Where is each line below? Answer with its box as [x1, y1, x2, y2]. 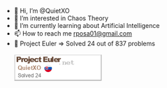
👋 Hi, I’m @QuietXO [13, 7, 70, 15]
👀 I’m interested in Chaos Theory [13, 14, 109, 22]
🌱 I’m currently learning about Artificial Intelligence [13, 22, 160, 29]
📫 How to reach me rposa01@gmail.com [13, 29, 133, 38]
